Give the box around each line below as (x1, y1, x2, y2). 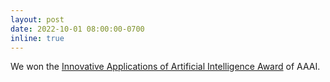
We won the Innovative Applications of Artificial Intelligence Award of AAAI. (10, 61, 321, 73)
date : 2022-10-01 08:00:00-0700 (10, 24, 145, 34)
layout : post (10, 14, 65, 25)
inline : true (10, 33, 65, 43)
